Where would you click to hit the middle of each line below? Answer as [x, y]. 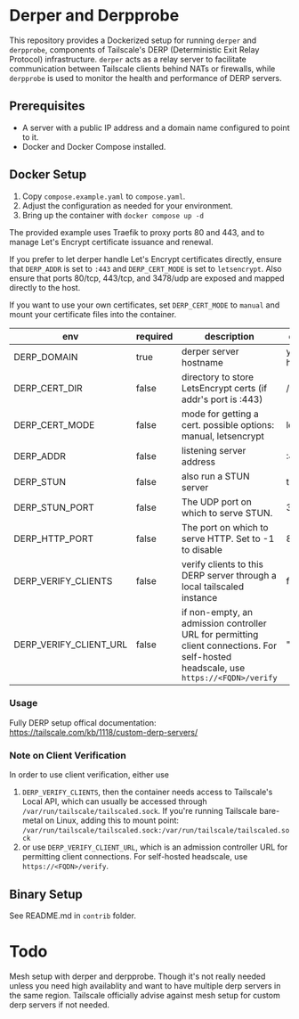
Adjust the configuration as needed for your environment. [127, 205]
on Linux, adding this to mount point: [112, 820]
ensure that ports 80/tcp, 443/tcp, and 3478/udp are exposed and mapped [147, 278]
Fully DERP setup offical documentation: [83, 722]
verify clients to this [222, 564]
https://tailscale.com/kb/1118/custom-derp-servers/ [104, 732]
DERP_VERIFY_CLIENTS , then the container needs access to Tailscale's [147, 792]
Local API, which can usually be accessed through [114, 801]
